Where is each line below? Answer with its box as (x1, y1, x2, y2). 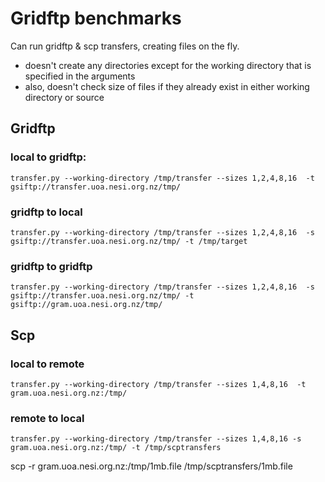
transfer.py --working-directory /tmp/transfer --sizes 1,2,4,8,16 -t (10, 173, 315, 183)
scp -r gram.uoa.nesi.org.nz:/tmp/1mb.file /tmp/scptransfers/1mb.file (10, 460, 293, 472)
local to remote (10, 357, 85, 371)
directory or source (24, 91, 105, 103)
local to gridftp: (10, 150, 87, 164)
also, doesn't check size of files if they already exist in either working (24, 80, 310, 92)
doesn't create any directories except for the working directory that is (24, 59, 312, 71)
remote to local (10, 411, 85, 425)
